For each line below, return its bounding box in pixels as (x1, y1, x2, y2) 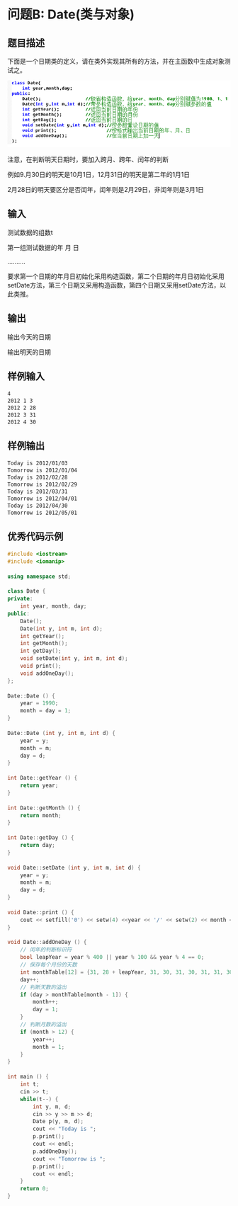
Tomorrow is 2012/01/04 (7, 467, 78, 474)
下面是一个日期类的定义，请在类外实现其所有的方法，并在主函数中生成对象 (7, 57, 225, 65)
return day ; (20, 842, 55, 849)
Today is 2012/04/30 (7, 502, 69, 510)
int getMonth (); (20, 640, 69, 647)
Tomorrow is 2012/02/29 (7, 481, 78, 489)
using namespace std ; (7, 573, 72, 580)
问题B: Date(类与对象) (7, 6, 135, 23)
